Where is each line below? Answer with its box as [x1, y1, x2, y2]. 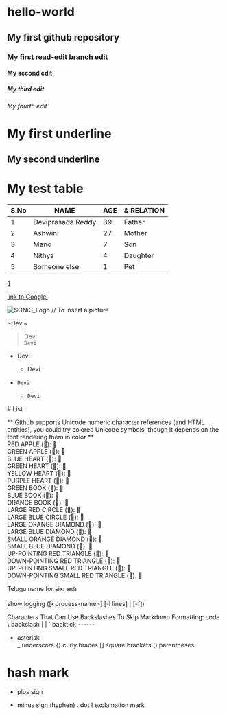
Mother [123, 228, 147, 238]
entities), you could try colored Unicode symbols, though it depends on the [7, 425, 219, 433]
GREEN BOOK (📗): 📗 [7, 483, 64, 492]
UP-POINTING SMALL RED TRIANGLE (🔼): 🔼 [7, 564, 132, 572]
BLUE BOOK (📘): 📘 [7, 491, 60, 499]
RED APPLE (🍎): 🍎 [7, 440, 57, 448]
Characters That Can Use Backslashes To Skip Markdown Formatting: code [7, 612, 220, 621]
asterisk [16, 633, 40, 642]
